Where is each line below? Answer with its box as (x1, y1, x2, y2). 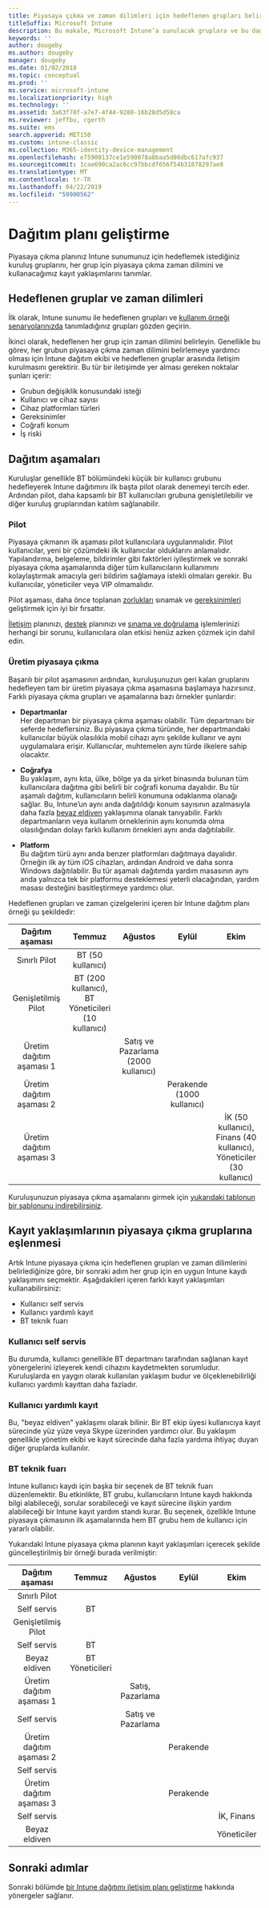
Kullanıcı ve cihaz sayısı (19, 395, 98, 405)
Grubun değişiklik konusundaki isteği (19, 386, 142, 396)
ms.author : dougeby (8, 49, 74, 57)
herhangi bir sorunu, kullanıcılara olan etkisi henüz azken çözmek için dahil (8, 628, 255, 638)
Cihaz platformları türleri (19, 404, 100, 413)
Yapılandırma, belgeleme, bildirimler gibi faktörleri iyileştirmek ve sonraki (8, 554, 248, 564)
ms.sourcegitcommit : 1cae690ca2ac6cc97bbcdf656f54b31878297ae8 (8, 161, 224, 169)
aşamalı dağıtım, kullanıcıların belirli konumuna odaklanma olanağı (19, 791, 238, 800)
